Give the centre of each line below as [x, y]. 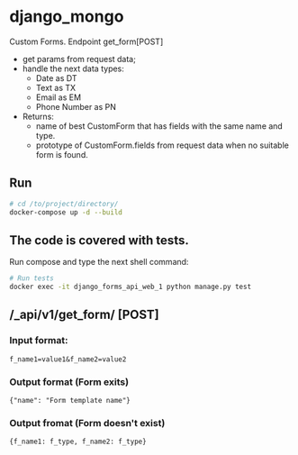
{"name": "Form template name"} [70, 401]
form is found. [62, 154]
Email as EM [59, 97]
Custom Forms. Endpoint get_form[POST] [86, 41]
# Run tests [32, 278]
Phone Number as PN [76, 106]
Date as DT [57, 77]
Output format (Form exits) [69, 382]
